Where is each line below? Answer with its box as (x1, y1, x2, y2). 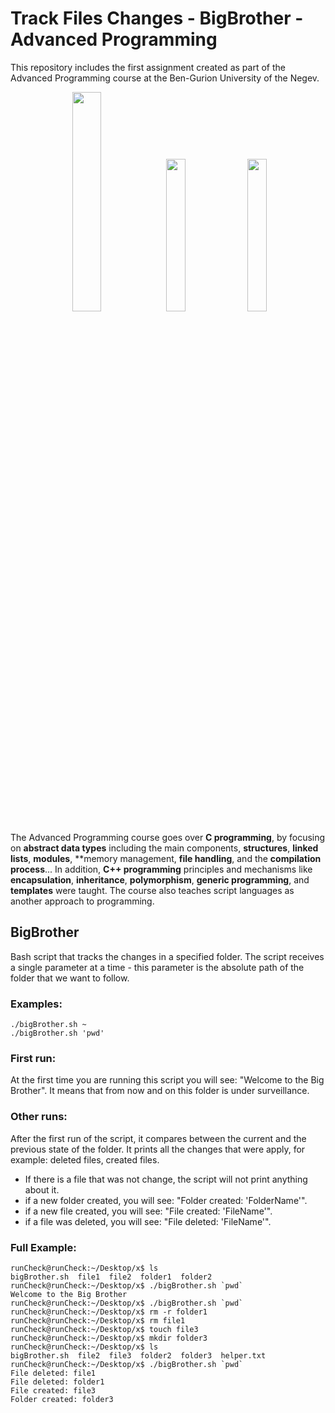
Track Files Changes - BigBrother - (10, 7, 304, 30)
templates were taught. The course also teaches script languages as (10, 884, 295, 896)
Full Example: (10, 1240, 77, 1254)
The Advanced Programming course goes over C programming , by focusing (10, 831, 326, 843)
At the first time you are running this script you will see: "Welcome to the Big (10, 1074, 325, 1086)
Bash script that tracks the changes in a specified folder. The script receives (10, 950, 325, 962)
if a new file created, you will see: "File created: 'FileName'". (24, 1205, 273, 1217)
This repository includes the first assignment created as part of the (10, 61, 286, 73)
